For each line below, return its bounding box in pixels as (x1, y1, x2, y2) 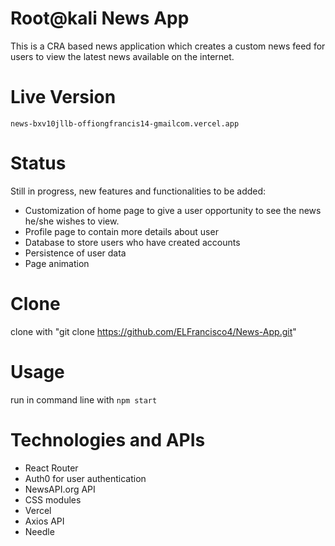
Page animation (24, 257, 90, 269)
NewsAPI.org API (24, 483, 96, 495)
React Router (24, 462, 79, 474)
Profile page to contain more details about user (24, 225, 219, 237)
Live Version (10, 86, 117, 109)
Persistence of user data (24, 247, 127, 259)
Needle (24, 525, 55, 537)
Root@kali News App (10, 7, 190, 30)
